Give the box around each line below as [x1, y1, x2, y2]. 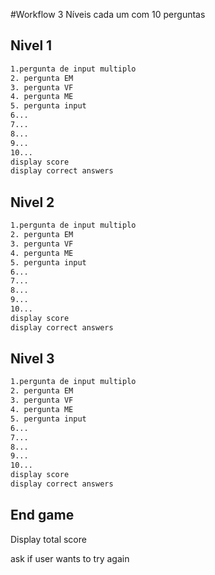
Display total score [10, 533, 87, 545]
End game [10, 507, 75, 524]
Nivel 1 [10, 37, 53, 54]
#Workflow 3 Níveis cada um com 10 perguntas [10, 9, 206, 20]
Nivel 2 [10, 194, 55, 211]
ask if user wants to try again [10, 552, 130, 564]
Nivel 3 [10, 350, 55, 368]
